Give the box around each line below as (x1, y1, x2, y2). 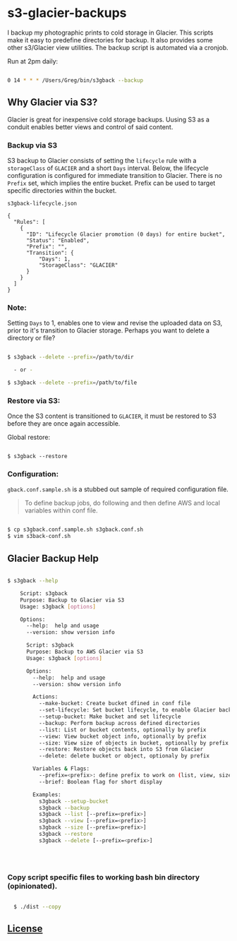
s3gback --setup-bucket (38, 798, 109, 805)
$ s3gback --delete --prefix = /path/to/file (7, 379, 138, 386)
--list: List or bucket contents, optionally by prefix (38, 726, 207, 733)
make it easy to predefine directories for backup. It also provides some (7, 35, 213, 44)
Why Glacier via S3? (7, 97, 98, 109)
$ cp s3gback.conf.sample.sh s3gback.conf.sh (7, 526, 143, 534)
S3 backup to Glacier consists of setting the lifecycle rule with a (7, 156, 197, 164)
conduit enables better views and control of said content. (7, 122, 174, 131)
